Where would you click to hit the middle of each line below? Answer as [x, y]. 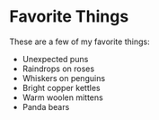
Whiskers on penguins [64, 78]
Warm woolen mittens [62, 97]
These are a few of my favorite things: [79, 42]
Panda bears [46, 106]
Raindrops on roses [58, 69]
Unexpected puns [55, 59]
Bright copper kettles [61, 88]
